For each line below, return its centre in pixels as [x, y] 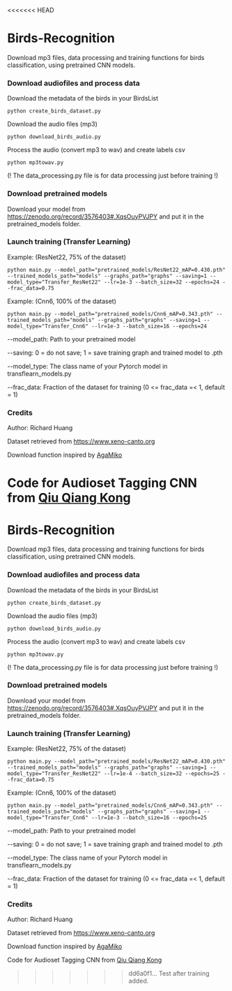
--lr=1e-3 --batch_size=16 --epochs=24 [149, 326]
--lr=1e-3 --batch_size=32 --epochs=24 [161, 282]
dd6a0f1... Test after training [169, 974]
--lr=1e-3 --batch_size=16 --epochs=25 [149, 818]
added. [139, 981]
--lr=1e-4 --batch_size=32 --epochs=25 [161, 774]
